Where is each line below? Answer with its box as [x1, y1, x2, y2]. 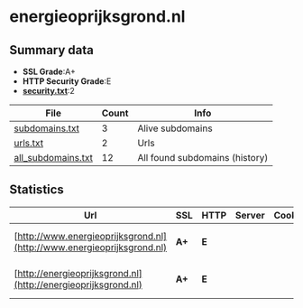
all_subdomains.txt [14, 152, 93, 163]
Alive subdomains [137, 122, 214, 135]
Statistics [9, 182, 65, 198]
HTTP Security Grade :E [22, 76, 112, 87]
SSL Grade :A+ [22, 66, 77, 77]
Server [234, 209, 265, 221]
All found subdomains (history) [137, 152, 269, 163]
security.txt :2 [22, 86, 75, 96]
